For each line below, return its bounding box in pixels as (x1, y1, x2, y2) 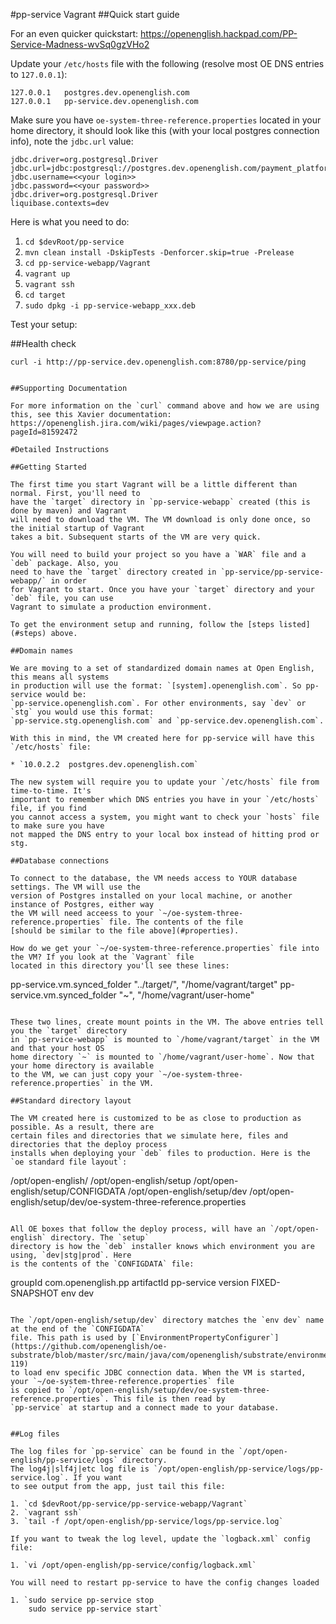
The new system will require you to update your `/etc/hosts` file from (10, 777, 320, 787)
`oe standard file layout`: (10, 1157, 128, 1167)
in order (50, 576, 87, 586)
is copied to (10, 1385, 65, 1395)
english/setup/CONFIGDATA (10, 1185, 127, 1197)
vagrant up (24, 269, 71, 279)
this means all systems (10, 672, 110, 682)
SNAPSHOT (10, 1287, 59, 1299)
